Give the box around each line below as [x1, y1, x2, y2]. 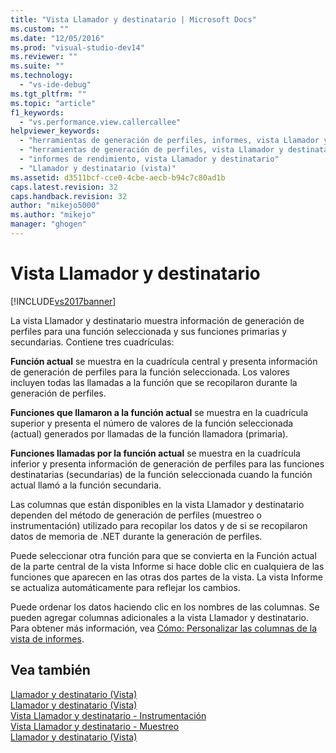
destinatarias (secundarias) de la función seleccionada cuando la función [10, 468, 313, 480]
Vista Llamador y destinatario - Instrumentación [10, 709, 207, 721]
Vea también [10, 662, 91, 679]
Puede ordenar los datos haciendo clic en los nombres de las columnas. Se [10, 601, 320, 613]
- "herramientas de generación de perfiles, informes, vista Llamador [19, 136, 320, 146]
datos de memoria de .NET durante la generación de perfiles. [10, 530, 263, 542]
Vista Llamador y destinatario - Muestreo [10, 720, 180, 732]
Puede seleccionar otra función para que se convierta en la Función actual [10, 549, 317, 561]
